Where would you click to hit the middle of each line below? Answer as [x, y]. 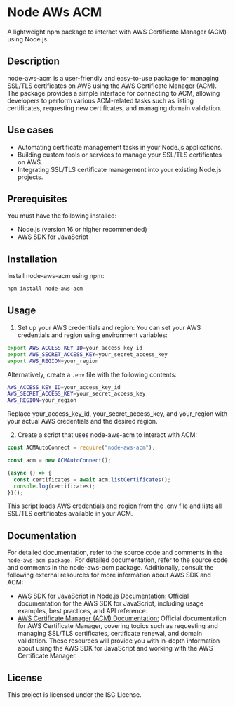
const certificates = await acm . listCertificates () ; [92, 479]
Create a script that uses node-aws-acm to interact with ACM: [107, 435]
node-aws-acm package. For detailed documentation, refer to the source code [117, 560]
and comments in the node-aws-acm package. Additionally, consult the [110, 568]
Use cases [31, 130]
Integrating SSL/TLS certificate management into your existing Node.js [120, 169]
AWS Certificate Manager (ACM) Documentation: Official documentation [122, 618]
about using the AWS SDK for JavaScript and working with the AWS [115, 648]
